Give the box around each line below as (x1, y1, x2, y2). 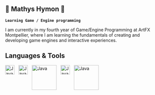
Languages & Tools (5, 51, 65, 60)
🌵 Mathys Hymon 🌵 (5, 5, 65, 13)
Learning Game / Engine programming (5, 18, 81, 23)
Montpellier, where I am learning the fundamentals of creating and (5, 32, 140, 38)
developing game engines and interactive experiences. (5, 37, 117, 43)
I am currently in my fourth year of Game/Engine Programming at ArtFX (5, 27, 151, 33)
